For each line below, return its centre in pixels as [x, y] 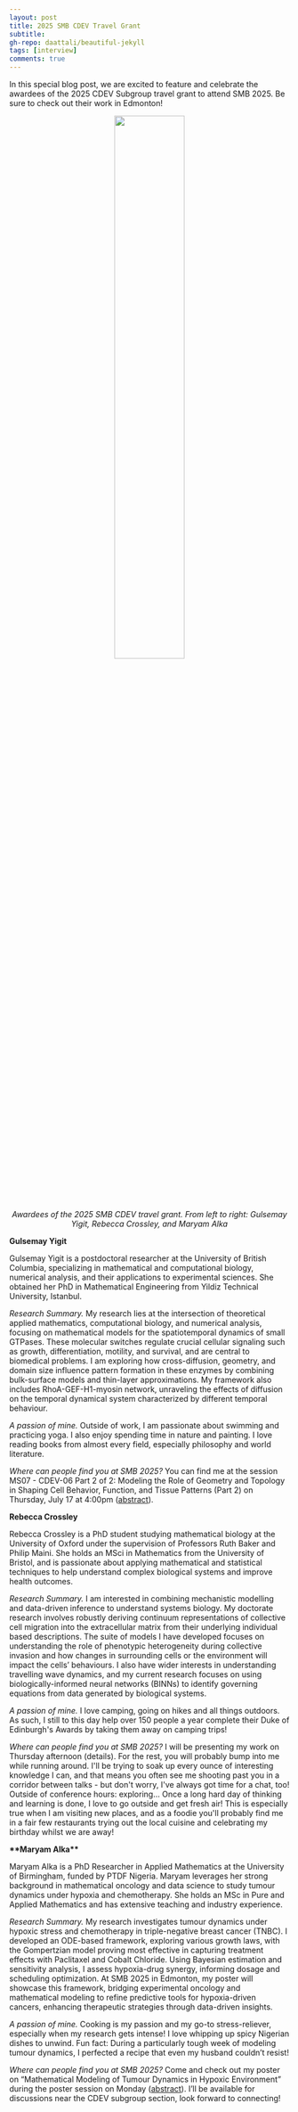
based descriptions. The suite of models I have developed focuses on [137, 1637]
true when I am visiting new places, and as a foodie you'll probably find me [146, 1813]
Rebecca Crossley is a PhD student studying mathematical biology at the [142, 1534]
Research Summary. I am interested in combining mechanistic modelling [141, 1599]
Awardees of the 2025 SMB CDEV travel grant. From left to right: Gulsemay [149, 1214]
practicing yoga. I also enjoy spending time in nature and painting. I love [141, 1435]
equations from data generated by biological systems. [108, 1693]
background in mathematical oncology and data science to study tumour [142, 1885]
